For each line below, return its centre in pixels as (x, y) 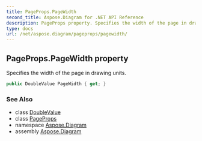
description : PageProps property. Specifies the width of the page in (96, 23)
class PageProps (36, 119)
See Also (20, 99)
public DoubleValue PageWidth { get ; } (56, 84)
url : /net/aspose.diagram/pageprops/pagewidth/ (67, 34)
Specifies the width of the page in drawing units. (66, 73)
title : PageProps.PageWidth (41, 12)
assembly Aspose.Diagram (48, 131)
